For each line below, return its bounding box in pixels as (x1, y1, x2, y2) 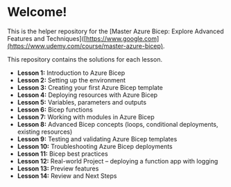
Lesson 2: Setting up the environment (17, 75, 126, 84)
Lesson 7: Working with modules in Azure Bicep (17, 112, 155, 121)
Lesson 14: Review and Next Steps (17, 171, 117, 180)
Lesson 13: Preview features (17, 164, 99, 172)
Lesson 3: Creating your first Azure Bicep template (17, 83, 163, 91)
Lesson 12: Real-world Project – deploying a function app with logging (17, 157, 219, 165)
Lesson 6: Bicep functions (17, 105, 94, 114)
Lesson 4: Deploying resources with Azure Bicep (17, 91, 158, 99)
